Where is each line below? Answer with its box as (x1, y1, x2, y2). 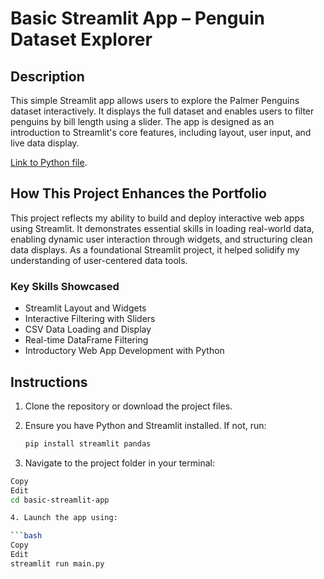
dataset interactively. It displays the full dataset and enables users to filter (10, 105, 315, 117)
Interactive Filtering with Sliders (24, 313, 156, 325)
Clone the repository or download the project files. (24, 400, 233, 412)
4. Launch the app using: (10, 513, 118, 523)
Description (10, 68, 85, 85)
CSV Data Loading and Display (24, 323, 152, 336)
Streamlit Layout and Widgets (24, 302, 147, 314)
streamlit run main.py (10, 558, 105, 569)
